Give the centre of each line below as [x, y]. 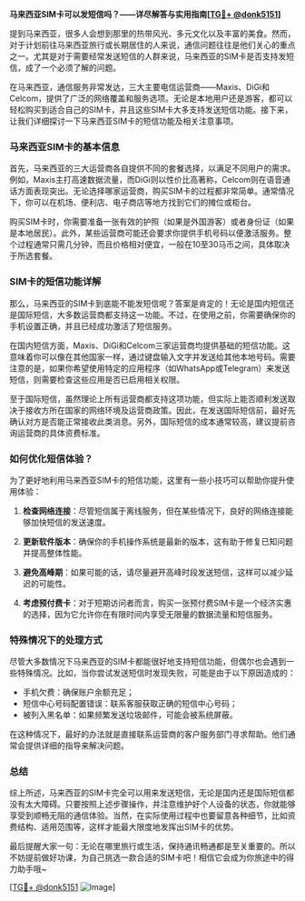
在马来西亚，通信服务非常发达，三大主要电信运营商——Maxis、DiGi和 [140, 87]
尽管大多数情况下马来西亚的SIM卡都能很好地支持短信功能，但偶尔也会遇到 [148, 662]
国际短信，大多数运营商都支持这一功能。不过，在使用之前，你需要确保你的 [156, 315]
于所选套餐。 [33, 256]
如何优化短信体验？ [51, 458]
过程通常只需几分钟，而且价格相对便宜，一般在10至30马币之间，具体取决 [153, 245]
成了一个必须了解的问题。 [73, 68]
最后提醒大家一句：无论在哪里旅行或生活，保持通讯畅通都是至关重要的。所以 [152, 846]
